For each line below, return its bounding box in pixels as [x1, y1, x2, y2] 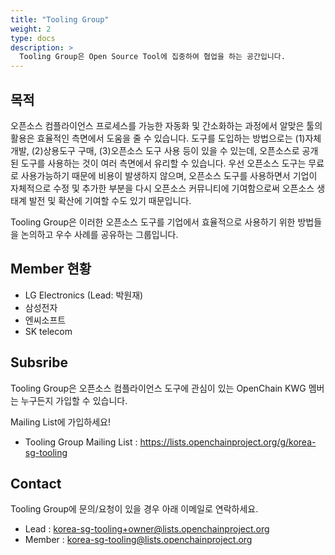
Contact [10, 475, 62, 492]
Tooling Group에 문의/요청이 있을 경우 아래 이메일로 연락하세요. [10, 503, 259, 515]
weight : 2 [10, 24, 52, 34]
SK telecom [24, 325, 73, 337]
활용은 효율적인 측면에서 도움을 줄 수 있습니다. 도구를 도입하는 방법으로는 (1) [10, 132, 306, 144]
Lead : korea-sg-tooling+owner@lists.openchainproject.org [24, 523, 270, 535]
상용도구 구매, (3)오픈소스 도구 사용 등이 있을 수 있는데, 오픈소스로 [43, 144, 300, 156]
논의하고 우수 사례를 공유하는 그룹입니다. [20, 228, 179, 240]
